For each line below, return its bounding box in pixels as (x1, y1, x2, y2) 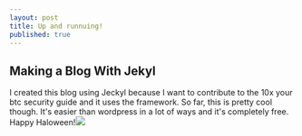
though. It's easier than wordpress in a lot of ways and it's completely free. (9, 106, 289, 117)
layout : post (9, 13, 59, 23)
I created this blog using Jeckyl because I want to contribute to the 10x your (9, 87, 293, 98)
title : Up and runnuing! (9, 22, 103, 31)
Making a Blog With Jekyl (9, 63, 156, 78)
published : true (9, 30, 71, 39)
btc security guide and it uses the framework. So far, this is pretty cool (9, 96, 273, 108)
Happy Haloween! (9, 117, 76, 128)
